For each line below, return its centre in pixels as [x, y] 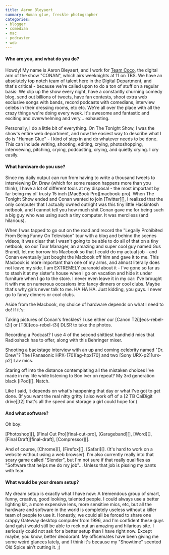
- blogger [16, 24]
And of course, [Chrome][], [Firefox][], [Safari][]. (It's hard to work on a [79, 449]
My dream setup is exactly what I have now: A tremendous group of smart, [83, 493]
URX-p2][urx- [147, 355]
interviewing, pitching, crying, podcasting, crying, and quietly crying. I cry [82, 149]
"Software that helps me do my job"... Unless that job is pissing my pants [81, 465]
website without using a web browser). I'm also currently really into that [79, 455]
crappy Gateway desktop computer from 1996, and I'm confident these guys [84, 520]
